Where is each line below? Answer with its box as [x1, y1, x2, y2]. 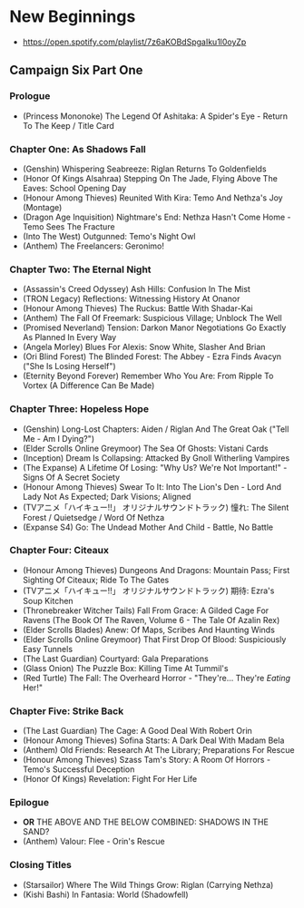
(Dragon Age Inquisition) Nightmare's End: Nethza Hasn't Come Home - [22, 211, 291, 222]
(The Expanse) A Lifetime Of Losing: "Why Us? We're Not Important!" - [22, 462, 288, 473]
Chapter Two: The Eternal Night [9, 263, 152, 276]
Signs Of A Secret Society [22, 472, 121, 483]
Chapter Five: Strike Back [9, 705, 124, 718]
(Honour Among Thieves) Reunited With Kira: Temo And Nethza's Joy [22, 192, 283, 203]
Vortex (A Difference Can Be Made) [22, 380, 155, 391]
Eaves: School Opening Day [22, 182, 127, 193]
